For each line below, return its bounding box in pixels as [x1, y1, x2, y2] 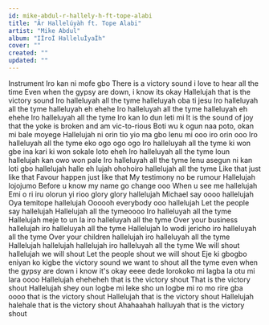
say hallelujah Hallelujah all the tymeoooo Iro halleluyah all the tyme [8, 206, 232, 216]
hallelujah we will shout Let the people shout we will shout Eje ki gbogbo [8, 249, 247, 258]
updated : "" [8, 57, 48, 65]
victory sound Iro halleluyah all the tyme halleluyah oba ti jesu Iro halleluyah [8, 95, 259, 105]
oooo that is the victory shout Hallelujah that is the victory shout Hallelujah [8, 291, 255, 301]
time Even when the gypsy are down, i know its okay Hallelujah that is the [8, 87, 251, 96]
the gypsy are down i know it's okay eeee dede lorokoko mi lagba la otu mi [8, 266, 255, 275]
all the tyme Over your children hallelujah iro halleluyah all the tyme [8, 232, 230, 242]
